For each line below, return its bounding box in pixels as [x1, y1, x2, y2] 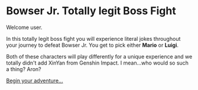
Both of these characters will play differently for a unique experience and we [6, 53, 193, 60]
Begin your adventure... [6, 77, 63, 84]
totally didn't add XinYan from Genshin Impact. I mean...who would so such [6, 59, 189, 66]
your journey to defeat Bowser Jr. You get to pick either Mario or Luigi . [6, 41, 179, 49]
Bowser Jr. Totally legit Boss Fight [6, 4, 176, 18]
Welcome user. [6, 24, 43, 31]
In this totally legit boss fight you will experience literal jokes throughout [6, 35, 181, 42]
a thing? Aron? [6, 65, 41, 72]
